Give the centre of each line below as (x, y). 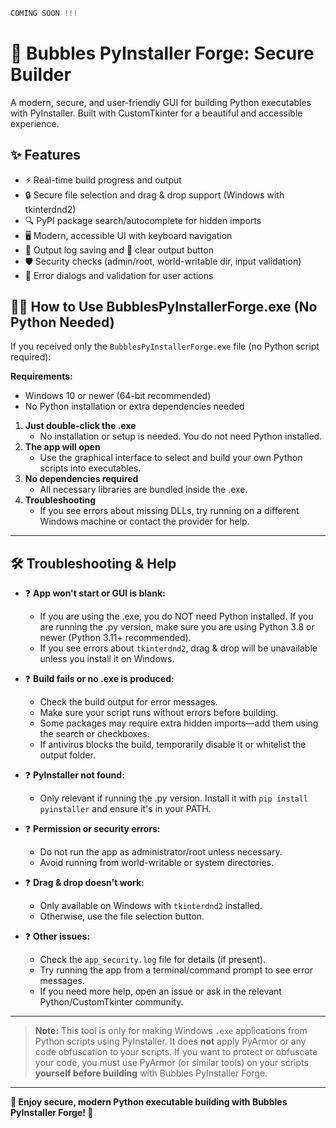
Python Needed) (62, 322)
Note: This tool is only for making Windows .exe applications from (171, 1031)
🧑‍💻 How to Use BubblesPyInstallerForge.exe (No (164, 307)
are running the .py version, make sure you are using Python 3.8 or (177, 627)
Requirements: (41, 376)
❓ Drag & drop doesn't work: (84, 883)
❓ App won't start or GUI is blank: (95, 593)
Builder (41, 75)
